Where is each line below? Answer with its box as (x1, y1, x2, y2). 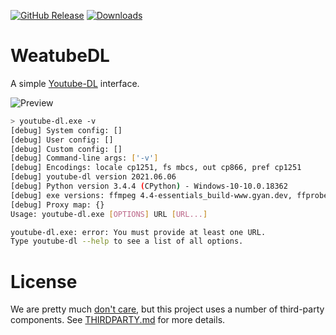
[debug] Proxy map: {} (10, 200, 105, 210)
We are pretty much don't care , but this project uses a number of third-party (10, 303, 325, 315)
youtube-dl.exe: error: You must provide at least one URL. (10, 227, 267, 237)
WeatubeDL (10, 45, 110, 67)
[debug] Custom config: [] (10, 144, 123, 154)
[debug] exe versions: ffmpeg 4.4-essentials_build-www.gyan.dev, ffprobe (10, 190, 329, 200)
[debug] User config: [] (10, 135, 114, 145)
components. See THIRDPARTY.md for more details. (10, 314, 226, 326)
